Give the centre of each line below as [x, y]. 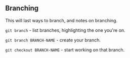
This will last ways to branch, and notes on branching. [61, 20]
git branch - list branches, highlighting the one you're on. [65, 30]
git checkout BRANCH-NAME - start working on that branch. [65, 49]
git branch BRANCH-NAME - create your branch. [53, 40]
